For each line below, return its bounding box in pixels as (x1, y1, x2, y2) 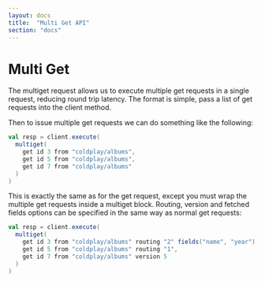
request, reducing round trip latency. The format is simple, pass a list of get (8, 94, 253, 104)
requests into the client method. (8, 103, 112, 113)
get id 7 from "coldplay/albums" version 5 (22, 253, 168, 261)
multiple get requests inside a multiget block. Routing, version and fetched (8, 200, 250, 209)
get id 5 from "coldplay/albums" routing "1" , (22, 246, 178, 253)
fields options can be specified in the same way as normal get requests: (8, 208, 242, 217)
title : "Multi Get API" (8, 19, 90, 27)
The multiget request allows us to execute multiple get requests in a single (8, 86, 250, 95)
